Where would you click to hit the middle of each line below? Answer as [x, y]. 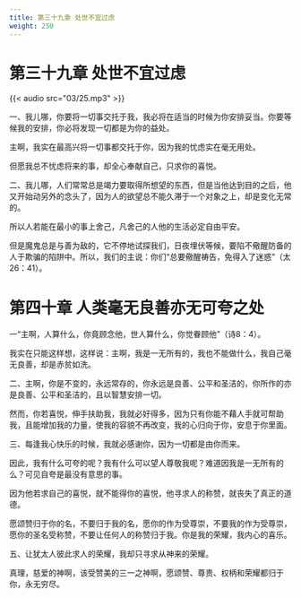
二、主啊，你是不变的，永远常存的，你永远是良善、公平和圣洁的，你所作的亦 [150, 384]
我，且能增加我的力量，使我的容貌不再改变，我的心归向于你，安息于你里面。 [150, 425]
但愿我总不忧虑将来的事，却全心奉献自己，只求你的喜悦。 [115, 166]
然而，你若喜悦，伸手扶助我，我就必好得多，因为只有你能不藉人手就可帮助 [146, 414]
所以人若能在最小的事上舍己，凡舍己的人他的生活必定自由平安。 [127, 227]
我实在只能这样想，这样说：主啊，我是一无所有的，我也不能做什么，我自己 [146, 353]
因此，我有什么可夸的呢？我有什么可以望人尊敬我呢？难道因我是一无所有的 [146, 464]
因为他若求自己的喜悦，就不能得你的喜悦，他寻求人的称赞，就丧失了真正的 [146, 493]
